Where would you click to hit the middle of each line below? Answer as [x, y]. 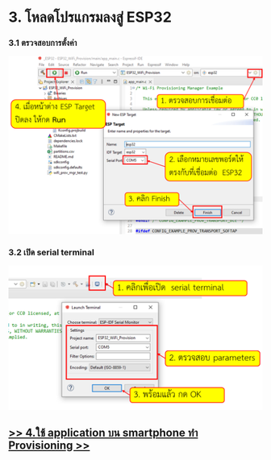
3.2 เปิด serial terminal [51, 252]
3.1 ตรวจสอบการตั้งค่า [43, 43]
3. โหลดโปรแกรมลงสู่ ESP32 [90, 17]
